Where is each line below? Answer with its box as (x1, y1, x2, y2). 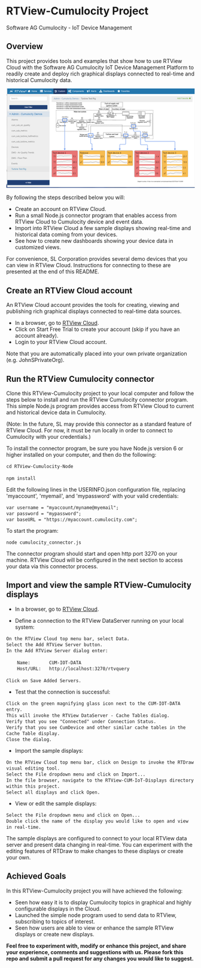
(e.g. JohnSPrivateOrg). (6, 357, 65, 364)
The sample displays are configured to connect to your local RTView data (6, 834, 187, 842)
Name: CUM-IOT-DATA (17, 659, 82, 666)
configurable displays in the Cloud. (14, 905, 101, 912)
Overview (6, 41, 44, 52)
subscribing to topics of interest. (14, 918, 95, 925)
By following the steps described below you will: (6, 194, 126, 201)
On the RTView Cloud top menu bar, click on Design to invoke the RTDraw (6, 759, 194, 765)
